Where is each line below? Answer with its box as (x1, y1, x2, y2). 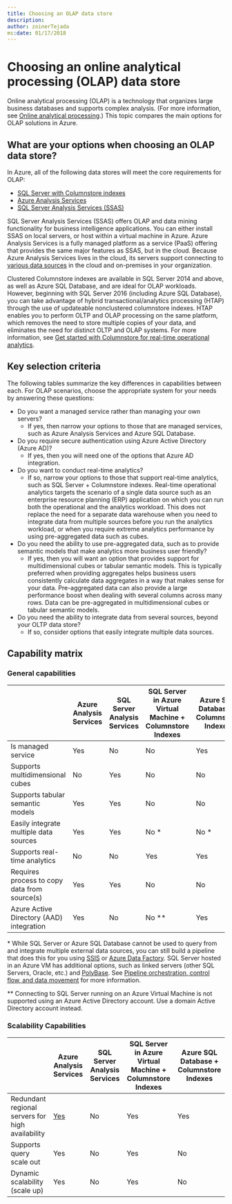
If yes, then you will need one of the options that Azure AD (27, 451, 194, 459)
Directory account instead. (7, 1004, 83, 1012)
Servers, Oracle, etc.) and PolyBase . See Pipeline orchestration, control (7, 968, 211, 976)
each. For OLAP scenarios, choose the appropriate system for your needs (7, 386, 217, 394)
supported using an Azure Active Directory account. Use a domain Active (7, 996, 215, 1005)
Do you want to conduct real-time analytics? (17, 466, 144, 474)
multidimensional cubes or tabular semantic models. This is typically (27, 561, 222, 569)
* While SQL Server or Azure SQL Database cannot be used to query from (7, 939, 217, 947)
